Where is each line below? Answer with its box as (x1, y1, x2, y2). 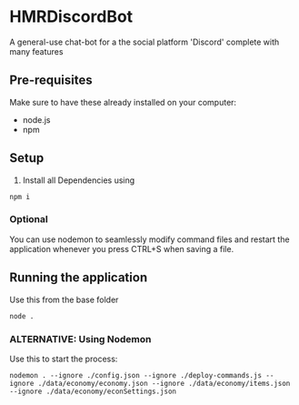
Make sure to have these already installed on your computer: (9, 96, 237, 107)
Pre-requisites (9, 73, 93, 88)
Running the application (9, 270, 148, 286)
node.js (22, 114, 52, 125)
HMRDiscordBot (9, 6, 134, 27)
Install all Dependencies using (22, 175, 135, 186)
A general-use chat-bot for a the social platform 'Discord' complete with (9, 36, 280, 47)
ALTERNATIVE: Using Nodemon (9, 332, 152, 345)
